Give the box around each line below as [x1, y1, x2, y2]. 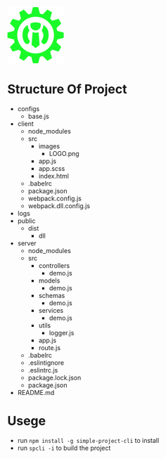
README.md [17, 388, 55, 396]
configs [17, 104, 40, 112]
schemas [38, 291, 65, 299]
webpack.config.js [27, 194, 82, 202]
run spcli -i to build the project [17, 444, 111, 452]
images [38, 141, 60, 150]
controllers [38, 261, 70, 270]
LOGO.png [49, 149, 79, 157]
